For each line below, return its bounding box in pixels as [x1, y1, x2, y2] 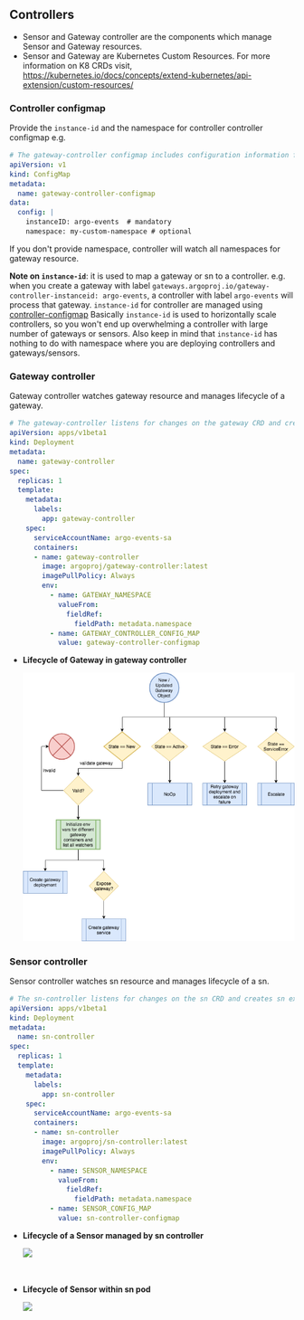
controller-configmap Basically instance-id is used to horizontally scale [9, 309, 277, 319]
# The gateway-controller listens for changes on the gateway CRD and [9, 419, 281, 428]
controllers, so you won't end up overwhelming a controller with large [9, 318, 269, 329]
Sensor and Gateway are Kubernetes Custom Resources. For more [22, 50, 271, 62]
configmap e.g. [9, 132, 66, 143]
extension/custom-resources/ [22, 79, 134, 90]
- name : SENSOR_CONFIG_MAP [49, 1204, 152, 1213]
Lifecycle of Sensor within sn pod [22, 1284, 151, 1295]
